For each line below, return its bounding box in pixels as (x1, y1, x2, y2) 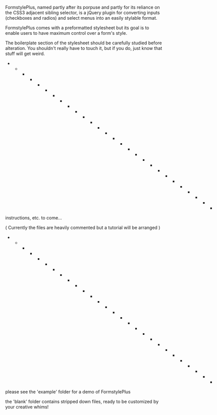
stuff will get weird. (5, 50, 45, 56)
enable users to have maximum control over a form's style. (5, 30, 128, 36)
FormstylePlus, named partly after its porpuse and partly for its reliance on (5, 5, 160, 10)
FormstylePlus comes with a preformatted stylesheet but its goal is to (5, 25, 149, 31)
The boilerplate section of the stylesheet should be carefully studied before (5, 40, 162, 46)
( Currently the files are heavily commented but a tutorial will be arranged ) (5, 224, 160, 230)
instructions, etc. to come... (5, 215, 62, 221)
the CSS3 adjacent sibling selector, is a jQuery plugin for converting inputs (5, 10, 160, 16)
